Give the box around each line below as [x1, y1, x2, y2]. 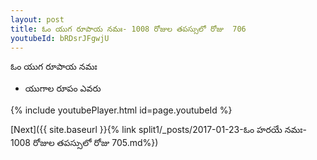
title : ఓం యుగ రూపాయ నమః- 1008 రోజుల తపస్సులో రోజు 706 [10, 24, 247, 34]
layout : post [10, 14, 65, 25]
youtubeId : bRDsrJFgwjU [10, 33, 110, 43]
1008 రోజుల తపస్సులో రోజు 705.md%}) [10, 137, 159, 149]
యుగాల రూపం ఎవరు [24, 82, 102, 95]
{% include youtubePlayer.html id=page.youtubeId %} [10, 104, 233, 116]
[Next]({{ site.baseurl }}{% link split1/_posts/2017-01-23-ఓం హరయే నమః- [10, 124, 307, 136]
